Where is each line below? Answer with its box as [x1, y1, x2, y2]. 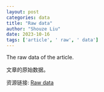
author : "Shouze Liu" [6, 25, 61, 32]
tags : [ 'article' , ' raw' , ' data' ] [6, 37, 99, 43]
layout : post [6, 8, 39, 15]
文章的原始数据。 [6, 66, 49, 73]
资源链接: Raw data [6, 79, 54, 86]
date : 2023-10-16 [6, 31, 50, 38]
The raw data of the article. [6, 54, 74, 61]
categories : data [6, 15, 50, 21]
